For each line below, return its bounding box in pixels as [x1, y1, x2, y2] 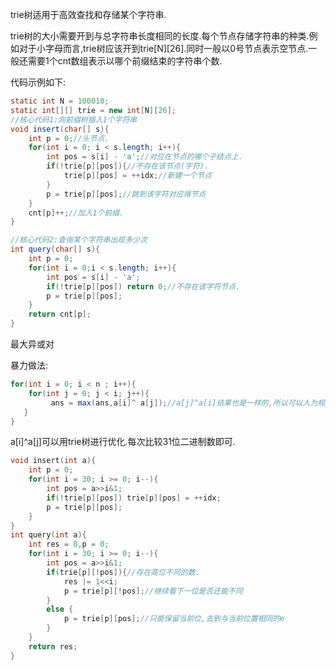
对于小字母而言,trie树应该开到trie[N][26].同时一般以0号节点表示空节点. [18, 43, 309, 54]
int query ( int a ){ [10, 530, 87, 540]
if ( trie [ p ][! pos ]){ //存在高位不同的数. [46, 567, 200, 577]
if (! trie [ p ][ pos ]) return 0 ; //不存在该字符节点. [46, 281, 241, 292]
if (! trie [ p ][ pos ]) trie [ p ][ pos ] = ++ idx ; [46, 493, 222, 503]
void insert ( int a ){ [10, 456, 97, 466]
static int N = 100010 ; [10, 96, 110, 106]
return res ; [28, 641, 78, 652]
